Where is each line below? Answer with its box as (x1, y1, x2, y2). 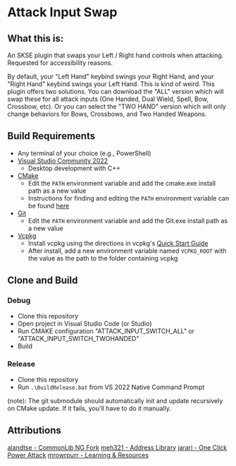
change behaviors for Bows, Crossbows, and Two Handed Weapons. (7, 110, 207, 118)
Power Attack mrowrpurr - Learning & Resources (7, 450, 149, 459)
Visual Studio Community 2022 (17, 156, 108, 165)
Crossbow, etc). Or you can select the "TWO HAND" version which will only (7, 102, 227, 110)
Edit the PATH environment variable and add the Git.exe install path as (27, 216, 228, 225)
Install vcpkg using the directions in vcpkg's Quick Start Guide (27, 239, 209, 247)
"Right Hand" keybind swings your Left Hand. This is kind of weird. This (7, 80, 215, 88)
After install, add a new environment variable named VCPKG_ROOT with (27, 246, 227, 255)
